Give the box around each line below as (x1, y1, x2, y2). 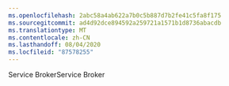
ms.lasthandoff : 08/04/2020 (8, 41, 101, 49)
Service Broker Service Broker (8, 70, 105, 79)
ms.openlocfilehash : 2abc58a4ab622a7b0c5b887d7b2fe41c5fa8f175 (8, 11, 222, 20)
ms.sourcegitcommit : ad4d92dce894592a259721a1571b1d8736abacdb (8, 19, 222, 27)
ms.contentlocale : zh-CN (8, 33, 90, 42)
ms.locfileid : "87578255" (8, 48, 94, 56)
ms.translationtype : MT (8, 26, 87, 34)
